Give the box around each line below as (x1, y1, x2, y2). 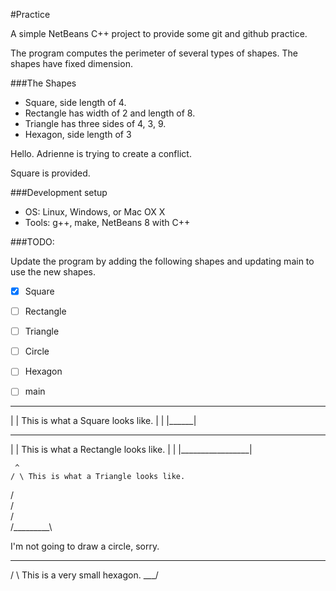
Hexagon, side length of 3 (24, 129, 132, 140)
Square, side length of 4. (24, 97, 127, 108)
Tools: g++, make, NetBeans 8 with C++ (24, 217, 191, 228)
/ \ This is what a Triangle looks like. (10, 472, 186, 482)
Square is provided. (10, 167, 91, 179)
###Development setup (10, 187, 108, 198)
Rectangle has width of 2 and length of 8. (24, 107, 196, 119)
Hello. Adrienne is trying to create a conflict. (10, 148, 192, 159)
